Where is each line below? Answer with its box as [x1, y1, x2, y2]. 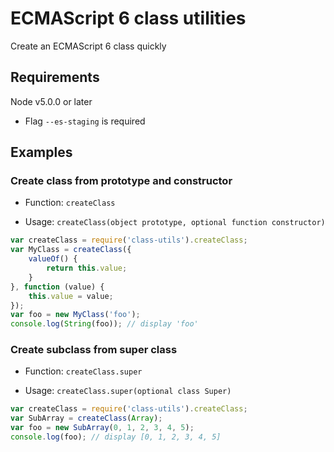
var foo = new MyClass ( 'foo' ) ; [10, 310, 141, 320]
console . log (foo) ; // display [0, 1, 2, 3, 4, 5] [10, 432, 222, 442]
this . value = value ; [28, 291, 114, 301]
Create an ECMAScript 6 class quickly [10, 40, 167, 52]
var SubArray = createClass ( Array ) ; [10, 413, 163, 424]
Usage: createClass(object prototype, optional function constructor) [24, 216, 326, 228]
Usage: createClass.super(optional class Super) [24, 385, 232, 397]
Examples [10, 144, 73, 161]
